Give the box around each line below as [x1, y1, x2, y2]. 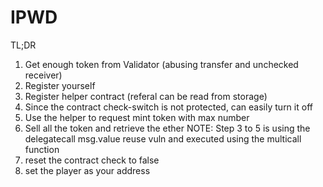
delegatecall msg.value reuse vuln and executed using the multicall [24, 132, 302, 145]
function [24, 143, 60, 155]
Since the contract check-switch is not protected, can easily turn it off [24, 101, 313, 113]
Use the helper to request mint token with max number [24, 111, 250, 123]
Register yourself [24, 79, 96, 91]
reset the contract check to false [24, 154, 160, 166]
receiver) [24, 69, 63, 81]
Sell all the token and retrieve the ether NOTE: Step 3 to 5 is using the [24, 122, 311, 134]
